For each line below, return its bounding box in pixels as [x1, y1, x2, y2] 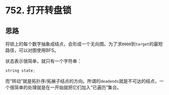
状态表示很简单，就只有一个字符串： [5, 58, 82, 64]
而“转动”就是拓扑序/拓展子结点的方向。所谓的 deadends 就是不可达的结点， [5, 78, 160, 84]
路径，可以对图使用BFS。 [5, 47, 59, 53]
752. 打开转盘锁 [5, 5, 72, 16]
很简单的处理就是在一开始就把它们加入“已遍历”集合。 [9, 84, 122, 90]
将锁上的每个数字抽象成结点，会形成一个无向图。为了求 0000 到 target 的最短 [5, 41, 163, 47]
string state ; [5, 68, 36, 73]
